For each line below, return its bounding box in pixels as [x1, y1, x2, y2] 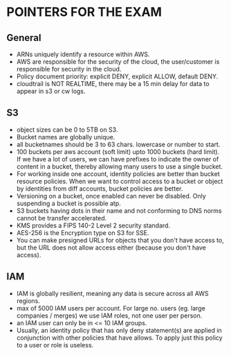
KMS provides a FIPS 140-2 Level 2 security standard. [16, 221, 171, 230]
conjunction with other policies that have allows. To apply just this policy [16, 334, 223, 342]
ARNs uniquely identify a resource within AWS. [16, 50, 150, 58]
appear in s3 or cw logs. [16, 87, 86, 95]
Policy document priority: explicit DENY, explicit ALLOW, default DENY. [16, 72, 219, 80]
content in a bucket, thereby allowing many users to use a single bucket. [16, 162, 223, 171]
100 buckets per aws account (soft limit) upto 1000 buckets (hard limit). [16, 147, 220, 156]
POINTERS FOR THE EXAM [6, 4, 162, 20]
